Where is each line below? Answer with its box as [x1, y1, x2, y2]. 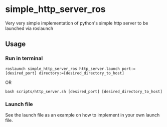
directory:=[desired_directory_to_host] [39, 70, 124, 75]
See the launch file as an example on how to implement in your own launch [5, 111, 160, 118]
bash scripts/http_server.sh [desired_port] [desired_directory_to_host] [5, 89, 163, 94]
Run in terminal [5, 55, 43, 62]
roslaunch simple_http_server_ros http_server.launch [5, 66, 120, 71]
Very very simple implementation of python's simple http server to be [5, 20, 148, 26]
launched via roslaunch [5, 25, 54, 31]
